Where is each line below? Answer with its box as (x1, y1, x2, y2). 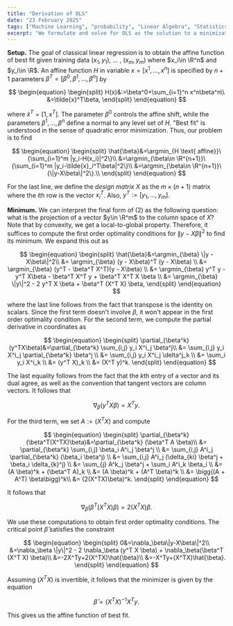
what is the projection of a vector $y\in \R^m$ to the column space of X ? (7, 213, 215, 222)
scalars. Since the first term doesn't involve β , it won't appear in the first (7, 307, 214, 316)
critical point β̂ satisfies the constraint (7, 525, 115, 534)
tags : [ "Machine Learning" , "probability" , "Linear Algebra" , (7, 23, 191, 30)
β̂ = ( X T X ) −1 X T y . (93, 596, 140, 606)
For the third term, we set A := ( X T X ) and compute (7, 416, 150, 425)
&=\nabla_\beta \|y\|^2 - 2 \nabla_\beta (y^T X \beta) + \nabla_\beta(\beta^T (9, 546, 224, 555)
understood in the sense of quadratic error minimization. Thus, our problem (7, 126, 223, 134)
